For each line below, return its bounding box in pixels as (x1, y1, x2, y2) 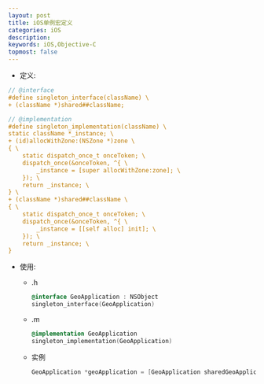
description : (8, 33, 51, 42)
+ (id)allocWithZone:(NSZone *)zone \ (8, 137, 135, 146)
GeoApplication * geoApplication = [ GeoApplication (31, 367, 201, 376)
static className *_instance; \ (8, 130, 114, 138)
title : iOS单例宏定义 (8, 19, 73, 27)
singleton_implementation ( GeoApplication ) (31, 337, 173, 345)
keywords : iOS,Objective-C (8, 41, 97, 49)
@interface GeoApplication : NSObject (31, 293, 159, 301)
